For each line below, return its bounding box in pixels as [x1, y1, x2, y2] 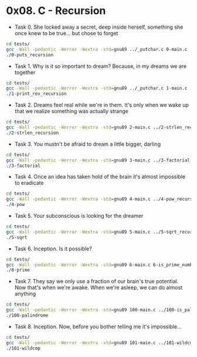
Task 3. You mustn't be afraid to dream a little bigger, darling [14, 140, 161, 147]
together [14, 68, 36, 75]
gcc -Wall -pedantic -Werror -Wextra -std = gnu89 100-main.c [6, 307, 157, 313]
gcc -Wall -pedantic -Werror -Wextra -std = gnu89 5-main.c [6, 229, 151, 235]
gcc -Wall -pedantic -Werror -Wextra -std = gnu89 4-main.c [6, 196, 151, 202]
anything [14, 290, 36, 297]
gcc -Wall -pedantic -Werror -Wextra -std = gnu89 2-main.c [6, 125, 151, 131]
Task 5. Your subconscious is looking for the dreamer [14, 212, 144, 219]
